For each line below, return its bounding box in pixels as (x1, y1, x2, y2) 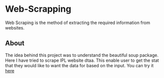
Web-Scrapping (5, 3, 72, 15)
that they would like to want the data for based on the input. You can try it (5, 62, 154, 68)
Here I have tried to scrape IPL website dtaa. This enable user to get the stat (5, 57, 159, 63)
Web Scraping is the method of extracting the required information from (5, 20, 151, 26)
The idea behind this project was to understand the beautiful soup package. (5, 52, 159, 58)
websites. (5, 25, 25, 30)
